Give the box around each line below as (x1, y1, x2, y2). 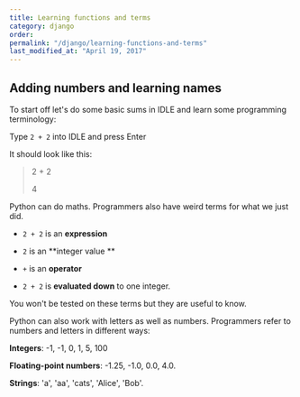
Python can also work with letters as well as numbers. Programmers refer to (9, 315, 291, 326)
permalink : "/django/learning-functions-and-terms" (9, 38, 207, 48)
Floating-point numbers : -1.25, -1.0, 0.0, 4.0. (9, 360, 177, 371)
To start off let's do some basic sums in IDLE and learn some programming (9, 104, 286, 115)
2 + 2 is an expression (22, 227, 108, 239)
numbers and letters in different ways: (9, 325, 150, 336)
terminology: (9, 114, 57, 125)
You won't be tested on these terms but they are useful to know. (9, 298, 248, 309)
